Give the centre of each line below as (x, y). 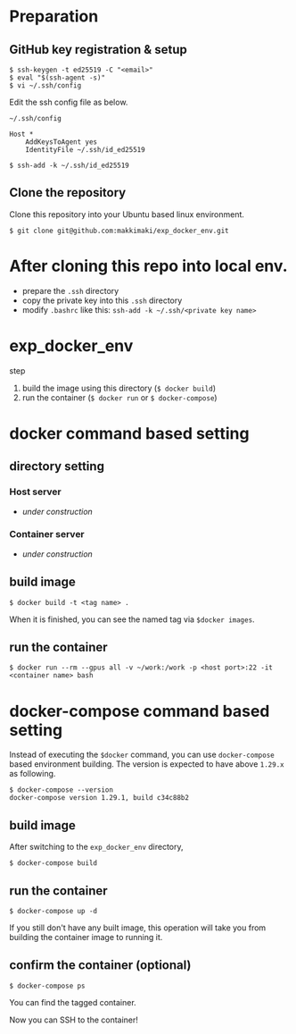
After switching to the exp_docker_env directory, (97, 847)
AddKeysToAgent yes (62, 142)
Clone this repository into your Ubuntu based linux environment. (127, 214)
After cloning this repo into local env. (148, 266)
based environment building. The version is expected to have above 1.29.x (147, 764)
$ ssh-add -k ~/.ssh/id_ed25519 (69, 165)
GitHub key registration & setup (98, 50)
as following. (33, 774)
